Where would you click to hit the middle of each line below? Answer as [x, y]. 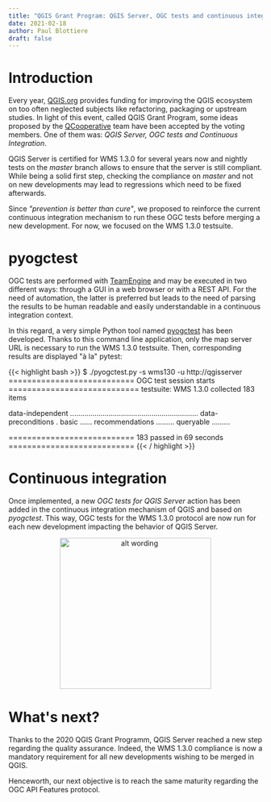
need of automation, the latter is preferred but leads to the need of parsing [132, 298]
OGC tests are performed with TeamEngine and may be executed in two [128, 281]
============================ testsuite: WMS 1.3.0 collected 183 [132, 389]
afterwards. [27, 193]
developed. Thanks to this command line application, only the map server [130, 339]
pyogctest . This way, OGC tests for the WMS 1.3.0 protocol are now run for [132, 518]
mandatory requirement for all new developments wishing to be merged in [131, 757]
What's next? [54, 717]
